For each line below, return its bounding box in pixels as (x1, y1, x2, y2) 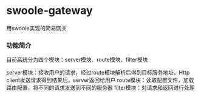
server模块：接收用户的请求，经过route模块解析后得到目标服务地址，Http (6, 69, 190, 76)
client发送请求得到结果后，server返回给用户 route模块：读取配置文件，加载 (6, 76, 194, 84)
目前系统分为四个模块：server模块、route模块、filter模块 (6, 56, 148, 64)
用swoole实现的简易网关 (6, 24, 67, 32)
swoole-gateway (6, 4, 93, 18)
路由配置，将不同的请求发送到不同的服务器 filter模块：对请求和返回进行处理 (6, 84, 195, 92)
